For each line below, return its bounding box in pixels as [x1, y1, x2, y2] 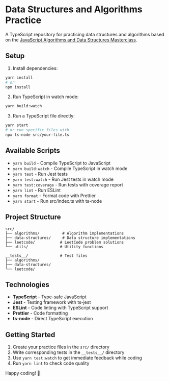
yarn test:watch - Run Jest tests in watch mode [12, 176, 114, 182]
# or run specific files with [5, 128, 70, 133]
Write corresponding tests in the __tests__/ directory [12, 349, 125, 355]
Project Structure [5, 213, 61, 222]
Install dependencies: [12, 65, 58, 71]
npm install [5, 84, 31, 90]
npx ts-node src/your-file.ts [5, 132, 70, 137]
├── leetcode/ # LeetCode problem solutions [5, 240, 124, 245]
